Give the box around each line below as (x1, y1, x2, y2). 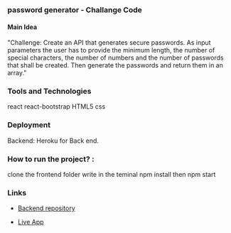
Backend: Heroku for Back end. (7, 136, 100, 145)
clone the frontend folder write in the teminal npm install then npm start (7, 170, 216, 179)
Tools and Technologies (7, 87, 92, 97)
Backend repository (17, 204, 76, 212)
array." (7, 69, 27, 77)
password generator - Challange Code (7, 5, 142, 15)
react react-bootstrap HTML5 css (7, 102, 106, 111)
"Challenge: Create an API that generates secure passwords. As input (7, 38, 211, 47)
